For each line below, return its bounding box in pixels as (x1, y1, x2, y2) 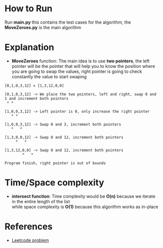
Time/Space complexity (4, 177, 104, 188)
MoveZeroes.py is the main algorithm (4, 24, 81, 30)
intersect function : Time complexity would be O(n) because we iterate (11, 193, 156, 199)
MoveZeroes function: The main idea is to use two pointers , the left (11, 58, 150, 64)
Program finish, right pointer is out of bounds (4, 160, 106, 165)
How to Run (4, 3, 53, 14)
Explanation (4, 42, 54, 53)
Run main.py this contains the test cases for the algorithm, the (4, 19, 131, 25)
